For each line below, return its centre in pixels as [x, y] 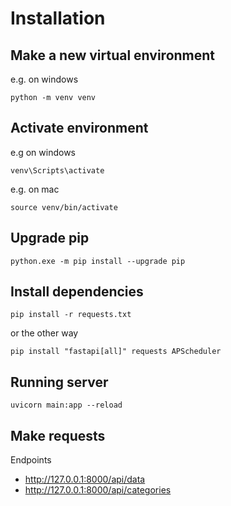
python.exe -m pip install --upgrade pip [98, 261]
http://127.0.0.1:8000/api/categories [98, 490]
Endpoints [31, 460]
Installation [58, 18]
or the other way [44, 333]
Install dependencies [77, 292]
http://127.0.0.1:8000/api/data [85, 479]
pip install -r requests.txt [71, 315]
